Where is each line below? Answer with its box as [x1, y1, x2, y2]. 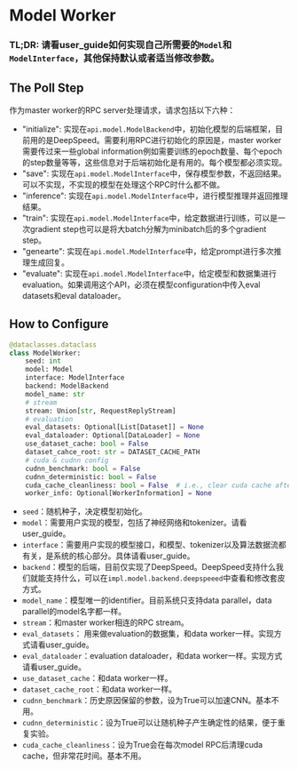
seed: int [25, 356, 62, 365]
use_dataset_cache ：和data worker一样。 [21, 673, 173, 684]
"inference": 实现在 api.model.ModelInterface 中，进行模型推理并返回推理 [21, 190, 288, 201]
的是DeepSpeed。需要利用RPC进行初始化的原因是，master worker [37, 134, 282, 145]
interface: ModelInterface [25, 373, 125, 382]
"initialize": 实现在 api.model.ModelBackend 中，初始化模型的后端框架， [21, 124, 276, 134]
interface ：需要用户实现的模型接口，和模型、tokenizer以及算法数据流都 [21, 540, 286, 550]
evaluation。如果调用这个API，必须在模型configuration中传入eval [21, 279, 261, 290]
